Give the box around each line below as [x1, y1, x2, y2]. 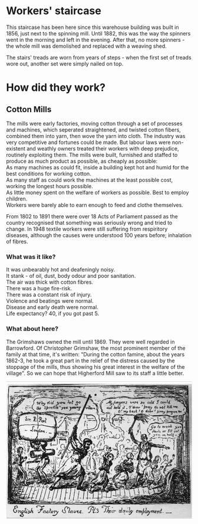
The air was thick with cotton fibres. [6, 279, 93, 286]
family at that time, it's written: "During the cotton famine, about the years [6, 351, 185, 358]
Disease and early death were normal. [6, 304, 98, 311]
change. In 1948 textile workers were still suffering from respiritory [6, 225, 168, 232]
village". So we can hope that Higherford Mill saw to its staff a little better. [6, 369, 184, 376]
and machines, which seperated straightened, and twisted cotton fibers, [6, 126, 181, 133]
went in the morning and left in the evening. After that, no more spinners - [6, 36, 185, 43]
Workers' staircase [6, 4, 101, 18]
